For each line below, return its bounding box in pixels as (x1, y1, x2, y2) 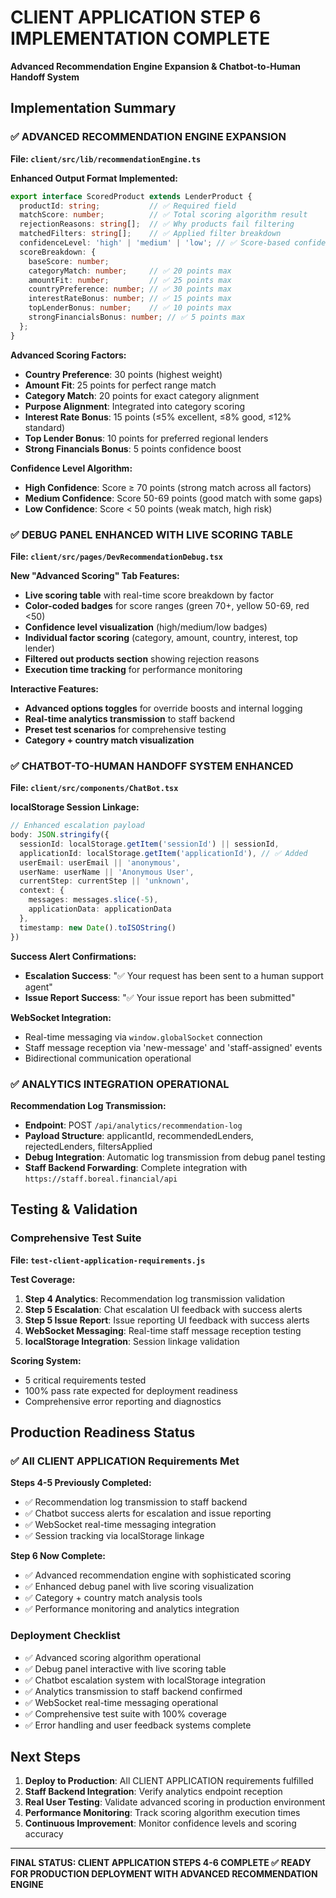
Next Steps (10, 1748, 81, 1765)
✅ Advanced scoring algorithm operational (24, 1651, 202, 1663)
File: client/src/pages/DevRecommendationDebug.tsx (10, 550, 223, 562)
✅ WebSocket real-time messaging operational (24, 1696, 219, 1708)
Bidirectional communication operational (24, 1052, 192, 1064)
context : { (19, 886, 65, 896)
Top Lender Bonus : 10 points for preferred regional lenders (24, 432, 269, 444)
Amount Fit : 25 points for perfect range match (24, 379, 217, 391)
